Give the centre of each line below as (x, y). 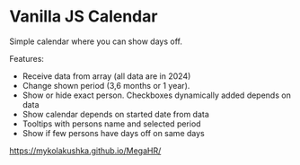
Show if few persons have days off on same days (113, 133)
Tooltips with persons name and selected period (111, 124)
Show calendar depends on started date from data (115, 114)
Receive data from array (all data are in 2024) (106, 76)
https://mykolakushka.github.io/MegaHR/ (85, 151)
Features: (27, 58)
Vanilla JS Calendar (84, 17)
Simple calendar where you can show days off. (96, 41)
